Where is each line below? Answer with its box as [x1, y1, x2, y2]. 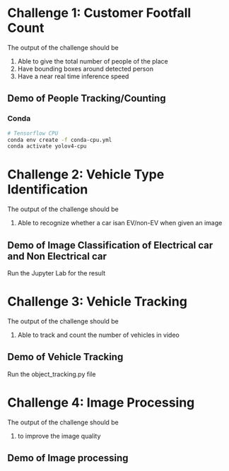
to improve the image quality [17, 431, 101, 440]
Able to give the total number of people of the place [17, 56, 168, 65]
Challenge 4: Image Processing [7, 394, 195, 410]
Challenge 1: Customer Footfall [7, 5, 192, 21]
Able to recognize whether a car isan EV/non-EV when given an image [17, 219, 223, 227]
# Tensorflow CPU [7, 129, 59, 137]
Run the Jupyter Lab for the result [7, 269, 106, 277]
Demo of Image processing [7, 452, 129, 464]
